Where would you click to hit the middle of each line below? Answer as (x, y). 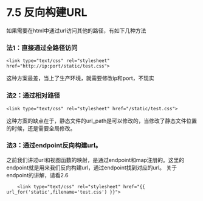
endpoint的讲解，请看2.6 (37, 175)
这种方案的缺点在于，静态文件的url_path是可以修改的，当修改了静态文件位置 (102, 121)
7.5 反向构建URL (47, 12)
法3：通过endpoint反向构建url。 (54, 146)
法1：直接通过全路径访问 (42, 48)
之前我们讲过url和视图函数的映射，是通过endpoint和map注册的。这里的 (95, 160)
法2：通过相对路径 (33, 96)
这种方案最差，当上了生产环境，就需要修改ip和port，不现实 (80, 78)
